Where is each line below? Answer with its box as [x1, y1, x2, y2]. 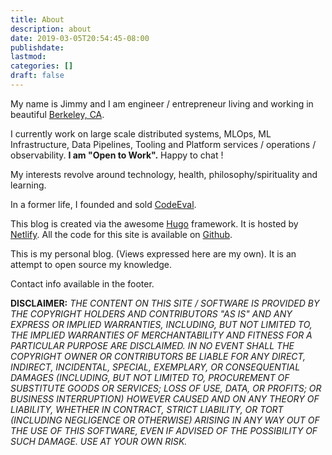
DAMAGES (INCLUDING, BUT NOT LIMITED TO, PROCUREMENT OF [10, 371, 290, 383]
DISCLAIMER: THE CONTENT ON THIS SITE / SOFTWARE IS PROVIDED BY [10, 297, 320, 309]
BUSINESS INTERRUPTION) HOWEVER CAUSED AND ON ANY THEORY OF [10, 392, 320, 405]
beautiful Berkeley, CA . [10, 108, 105, 120]
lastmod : [10, 52, 47, 62]
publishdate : [10, 42, 65, 53]
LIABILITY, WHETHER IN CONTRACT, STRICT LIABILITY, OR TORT [10, 403, 284, 415]
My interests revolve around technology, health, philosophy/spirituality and [10, 168, 318, 180]
